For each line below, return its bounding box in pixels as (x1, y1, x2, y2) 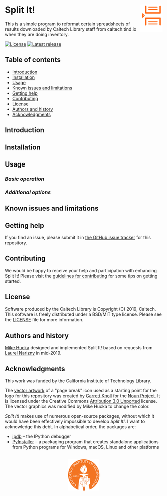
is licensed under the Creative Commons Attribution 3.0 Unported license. (5, 398, 157, 404)
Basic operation (5, 175, 45, 182)
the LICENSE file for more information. (5, 316, 84, 322)
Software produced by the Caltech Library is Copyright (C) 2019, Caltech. (5, 306, 156, 312)
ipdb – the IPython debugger (12, 433, 71, 440)
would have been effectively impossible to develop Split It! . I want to (5, 418, 145, 425)
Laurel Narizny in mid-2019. (5, 350, 62, 356)
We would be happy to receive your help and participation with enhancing (5, 267, 157, 273)
